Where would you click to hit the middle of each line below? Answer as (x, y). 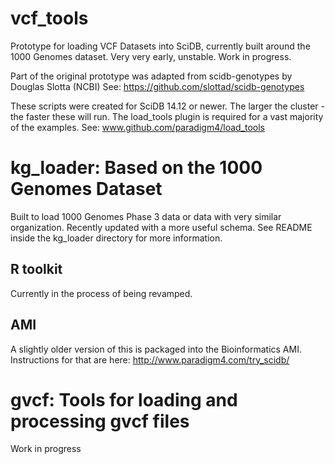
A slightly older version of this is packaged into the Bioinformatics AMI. (156, 349)
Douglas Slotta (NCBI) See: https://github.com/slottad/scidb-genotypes (157, 86)
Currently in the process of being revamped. (101, 293)
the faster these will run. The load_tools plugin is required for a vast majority (167, 116)
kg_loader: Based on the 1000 (136, 168)
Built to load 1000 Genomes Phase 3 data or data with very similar (146, 216)
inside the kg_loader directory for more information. (116, 238)
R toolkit (36, 269)
